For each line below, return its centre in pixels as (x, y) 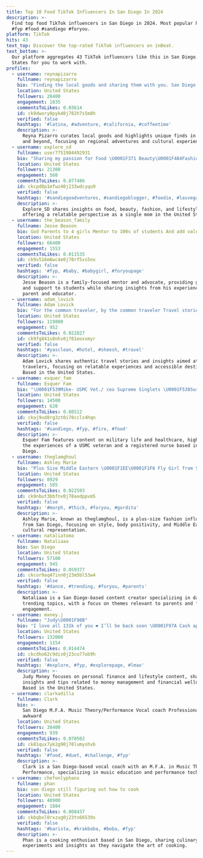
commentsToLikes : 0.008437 (51, 812)
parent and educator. (50, 294)
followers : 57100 (39, 558)
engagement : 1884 (39, 806)
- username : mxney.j (37, 615)
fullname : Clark (38, 699)
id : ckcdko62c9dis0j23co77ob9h (56, 654)
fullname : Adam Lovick (46, 305)
